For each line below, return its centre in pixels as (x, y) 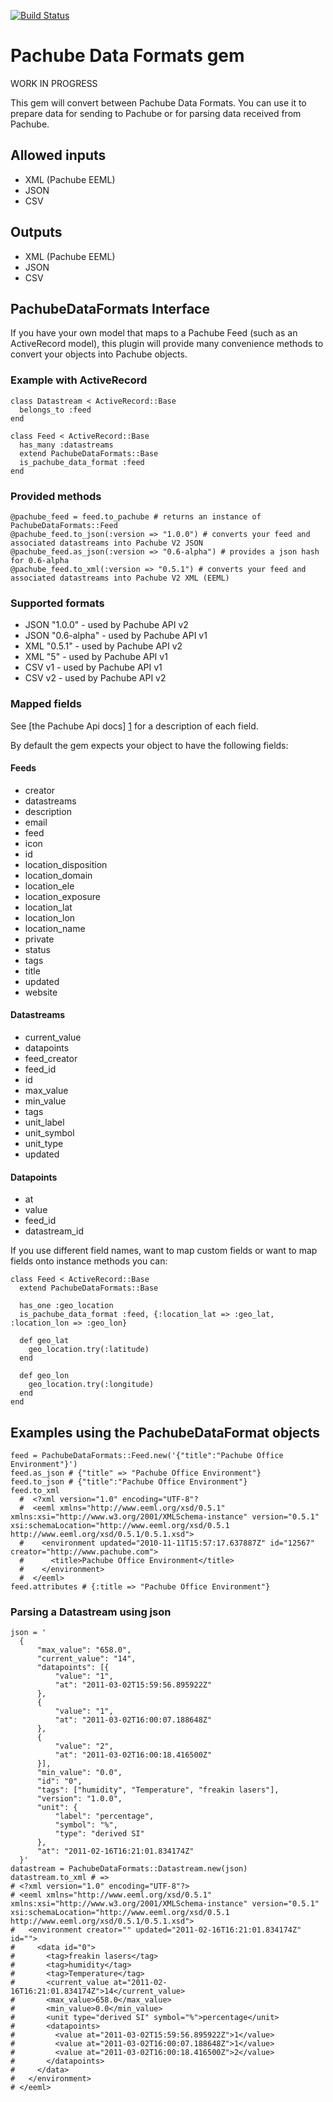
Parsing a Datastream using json (91, 1612)
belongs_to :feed (55, 410)
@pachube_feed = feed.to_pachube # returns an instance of (136, 516)
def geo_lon (44, 1376)
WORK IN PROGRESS (54, 83)
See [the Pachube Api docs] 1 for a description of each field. (134, 726)
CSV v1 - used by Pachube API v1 (93, 667)
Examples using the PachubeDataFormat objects (165, 1432)
